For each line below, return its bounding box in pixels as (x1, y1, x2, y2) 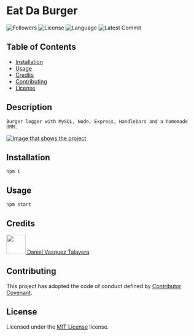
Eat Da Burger (6, 4, 78, 18)
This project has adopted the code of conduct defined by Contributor (6, 282, 182, 289)
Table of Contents (6, 42, 77, 52)
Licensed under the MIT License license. (6, 323, 109, 330)
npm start (6, 201, 32, 208)
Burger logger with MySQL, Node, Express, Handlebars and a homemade (6, 118, 188, 125)
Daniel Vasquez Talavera (26, 248, 90, 256)
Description (6, 102, 52, 112)
